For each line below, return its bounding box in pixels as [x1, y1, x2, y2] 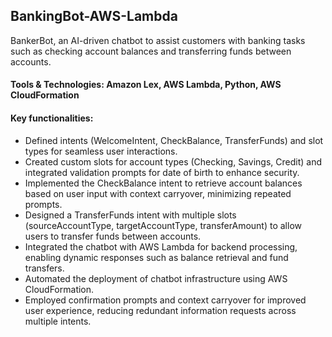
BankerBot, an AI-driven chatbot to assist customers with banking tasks [10, 34, 306, 46]
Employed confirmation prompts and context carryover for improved [24, 294, 307, 306]
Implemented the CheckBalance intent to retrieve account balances [24, 177, 303, 189]
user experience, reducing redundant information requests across [24, 304, 297, 316]
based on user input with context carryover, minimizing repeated [24, 187, 292, 199]
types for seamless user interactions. [24, 145, 178, 157]
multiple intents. [24, 315, 92, 327]
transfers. [24, 262, 65, 274]
